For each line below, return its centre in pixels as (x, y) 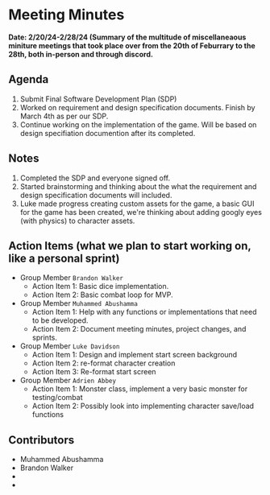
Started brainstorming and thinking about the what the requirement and (138, 186)
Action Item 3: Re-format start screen (94, 372)
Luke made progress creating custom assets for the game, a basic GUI (137, 204)
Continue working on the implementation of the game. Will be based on (138, 124)
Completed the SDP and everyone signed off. (95, 178)
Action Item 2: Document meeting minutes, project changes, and (139, 329)
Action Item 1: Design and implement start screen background (135, 355)
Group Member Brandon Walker (71, 278)
